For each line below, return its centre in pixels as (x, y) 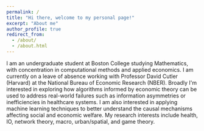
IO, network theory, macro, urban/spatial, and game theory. (81, 121)
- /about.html (30, 46)
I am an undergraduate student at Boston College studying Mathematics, (97, 63)
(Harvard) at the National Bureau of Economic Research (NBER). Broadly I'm (101, 82)
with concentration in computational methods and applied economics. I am (100, 69)
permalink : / (23, 12)
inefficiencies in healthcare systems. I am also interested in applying (92, 102)
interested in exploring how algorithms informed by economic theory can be (102, 89)
